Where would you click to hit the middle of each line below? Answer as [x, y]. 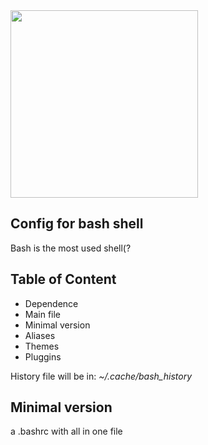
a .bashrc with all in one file [66, 431]
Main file [43, 314]
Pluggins [43, 356]
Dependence [51, 303]
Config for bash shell [77, 224]
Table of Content [63, 279]
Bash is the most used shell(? [71, 248]
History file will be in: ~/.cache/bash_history [101, 376]
